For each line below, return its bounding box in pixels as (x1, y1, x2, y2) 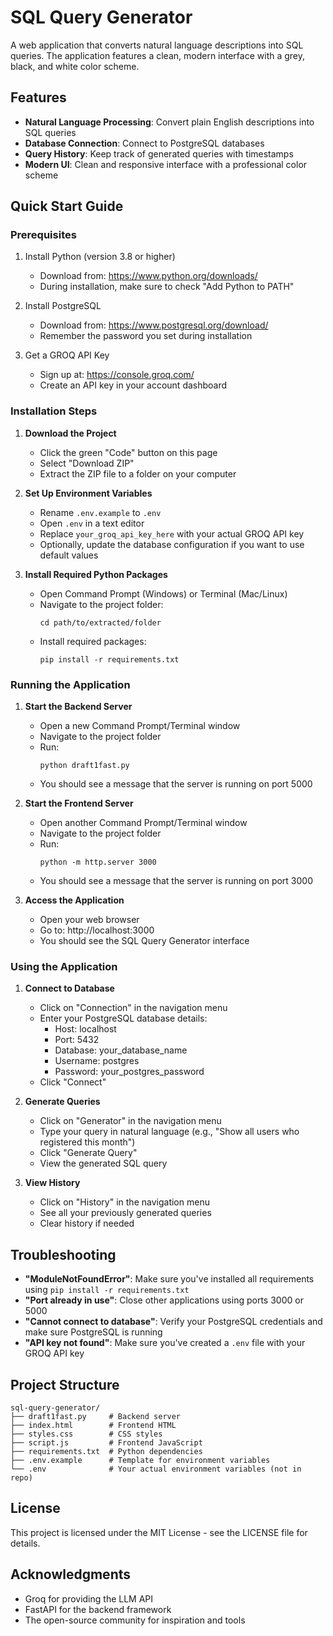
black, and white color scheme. (10, 60, 140, 72)
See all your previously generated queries (39, 1207, 212, 1219)
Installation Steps (10, 404, 98, 418)
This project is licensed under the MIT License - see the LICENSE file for (10, 1526, 308, 1538)
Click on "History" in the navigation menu (39, 1196, 210, 1208)
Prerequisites (10, 228, 77, 242)
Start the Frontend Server (24, 797, 134, 810)
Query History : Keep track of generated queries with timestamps (24, 147, 294, 160)
